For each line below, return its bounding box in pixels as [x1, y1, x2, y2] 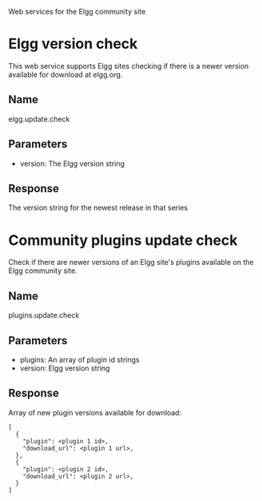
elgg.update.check [8, 114, 70, 123]
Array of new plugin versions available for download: [8, 407, 182, 417]
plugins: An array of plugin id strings [19, 355, 140, 364]
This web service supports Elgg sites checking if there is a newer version [8, 61, 249, 70]
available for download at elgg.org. [8, 70, 123, 79]
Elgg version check [8, 35, 138, 53]
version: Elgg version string [19, 363, 110, 373]
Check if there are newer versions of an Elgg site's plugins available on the [8, 258, 254, 267]
